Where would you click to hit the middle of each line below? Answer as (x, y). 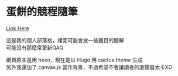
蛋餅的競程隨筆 (42, 12)
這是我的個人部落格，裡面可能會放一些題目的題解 (65, 40)
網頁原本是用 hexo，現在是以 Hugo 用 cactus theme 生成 (74, 60)
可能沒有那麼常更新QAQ (35, 48)
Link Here (18, 28)
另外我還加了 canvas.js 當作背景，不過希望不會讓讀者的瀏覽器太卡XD (89, 67)
